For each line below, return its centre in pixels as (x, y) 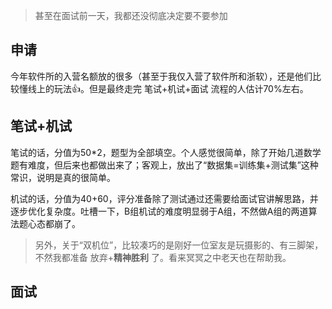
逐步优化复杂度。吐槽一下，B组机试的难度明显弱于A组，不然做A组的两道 (159, 211)
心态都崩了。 (54, 223)
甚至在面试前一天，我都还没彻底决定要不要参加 (131, 15)
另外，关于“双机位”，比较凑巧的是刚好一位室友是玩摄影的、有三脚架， (179, 245)
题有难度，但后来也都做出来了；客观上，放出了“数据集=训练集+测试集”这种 (164, 165)
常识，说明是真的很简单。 (63, 177)
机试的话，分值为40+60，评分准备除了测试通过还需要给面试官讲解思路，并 (164, 198)
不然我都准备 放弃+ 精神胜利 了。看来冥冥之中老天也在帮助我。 (163, 257)
